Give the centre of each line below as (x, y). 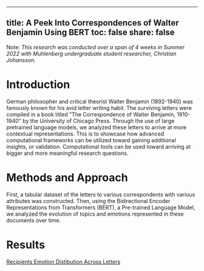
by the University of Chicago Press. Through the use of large (98, 121)
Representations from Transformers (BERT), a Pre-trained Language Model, (101, 207)
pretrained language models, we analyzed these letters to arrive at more (97, 127)
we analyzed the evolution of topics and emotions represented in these (95, 214)
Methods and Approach (67, 177)
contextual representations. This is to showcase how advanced (85, 134)
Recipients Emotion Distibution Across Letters (63, 261)
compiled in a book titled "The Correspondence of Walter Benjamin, (91, 114)
